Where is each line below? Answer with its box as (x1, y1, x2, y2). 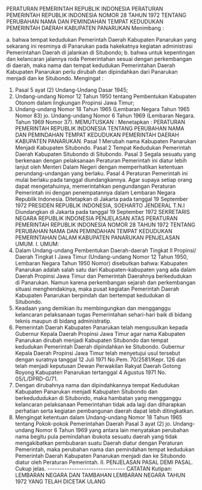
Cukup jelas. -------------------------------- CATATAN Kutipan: (14, 465, 172, 472)
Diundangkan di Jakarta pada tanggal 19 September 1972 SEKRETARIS (14, 208, 191, 215)
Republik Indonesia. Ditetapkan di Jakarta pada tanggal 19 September (14, 196, 188, 202)
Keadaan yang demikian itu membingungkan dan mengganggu (14, 305, 171, 312)
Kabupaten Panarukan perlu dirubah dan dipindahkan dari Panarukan (6, 68, 178, 75)
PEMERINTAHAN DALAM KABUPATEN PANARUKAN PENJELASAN (14, 234, 180, 241)
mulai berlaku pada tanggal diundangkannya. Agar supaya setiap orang (14, 176, 192, 183)
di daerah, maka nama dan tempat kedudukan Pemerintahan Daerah (6, 62, 176, 69)
